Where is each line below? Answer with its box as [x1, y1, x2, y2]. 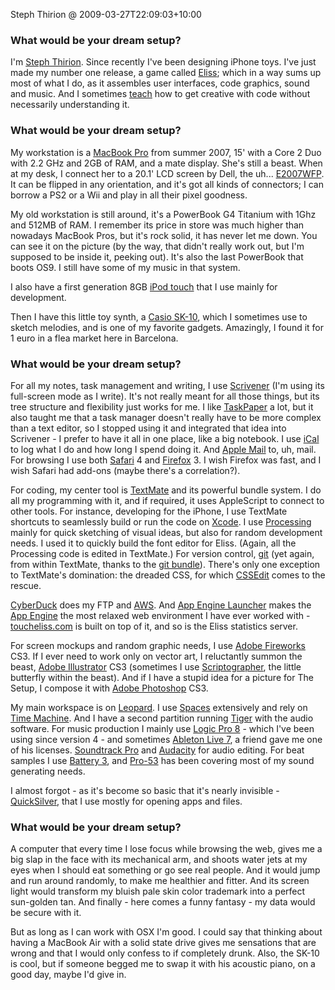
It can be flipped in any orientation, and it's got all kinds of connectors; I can [10, 178, 324, 190]
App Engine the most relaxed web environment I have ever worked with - [10, 609, 311, 621]
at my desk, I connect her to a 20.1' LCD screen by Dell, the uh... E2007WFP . [10, 167, 325, 179]
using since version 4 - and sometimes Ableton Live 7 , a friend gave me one [10, 733, 323, 745]
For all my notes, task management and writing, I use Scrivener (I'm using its [10, 379, 325, 391]
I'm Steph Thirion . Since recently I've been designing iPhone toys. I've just [10, 56, 317, 68]
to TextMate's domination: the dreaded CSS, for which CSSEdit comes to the [10, 569, 326, 581]
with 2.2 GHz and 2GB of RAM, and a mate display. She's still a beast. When [10, 157, 323, 169]
